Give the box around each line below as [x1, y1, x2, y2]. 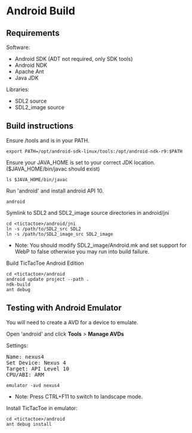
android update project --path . [6, 276, 89, 282]
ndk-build [6, 282, 31, 287]
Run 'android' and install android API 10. [6, 187, 104, 194]
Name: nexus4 [6, 353, 45, 360]
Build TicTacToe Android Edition [6, 259, 85, 267]
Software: [6, 44, 30, 51]
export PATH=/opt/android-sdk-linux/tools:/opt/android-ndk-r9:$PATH [6, 148, 183, 154]
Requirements [6, 28, 60, 38]
